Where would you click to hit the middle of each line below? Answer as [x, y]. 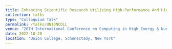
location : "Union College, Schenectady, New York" [60, 39]
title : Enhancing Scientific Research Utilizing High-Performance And [82, 10]
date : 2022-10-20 [24, 34]
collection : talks [25, 15]
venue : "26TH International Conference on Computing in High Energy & [82, 29]
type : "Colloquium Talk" [32, 19]
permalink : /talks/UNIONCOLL [36, 24]
